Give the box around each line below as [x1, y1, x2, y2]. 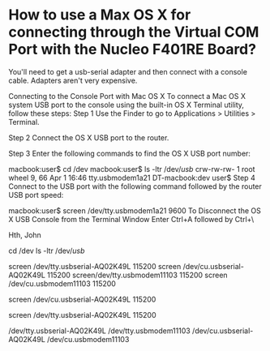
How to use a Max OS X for [8, 6, 191, 24]
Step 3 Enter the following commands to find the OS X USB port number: [8, 148, 251, 158]
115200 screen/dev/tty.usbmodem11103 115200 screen [47, 270, 229, 280]
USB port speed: [8, 190, 64, 199]
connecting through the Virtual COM [8, 23, 259, 41]
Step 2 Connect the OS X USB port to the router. [8, 132, 169, 143]
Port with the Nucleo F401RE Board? [8, 41, 257, 58]
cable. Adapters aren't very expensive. [8, 75, 138, 85]
